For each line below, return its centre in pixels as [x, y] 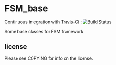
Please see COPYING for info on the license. [49, 58]
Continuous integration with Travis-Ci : [43, 22]
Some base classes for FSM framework [44, 31]
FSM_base [26, 8]
